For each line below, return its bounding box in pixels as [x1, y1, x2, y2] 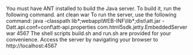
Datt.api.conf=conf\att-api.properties [6, 23, 96, 30]
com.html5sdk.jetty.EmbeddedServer [96, 23, 188, 30]
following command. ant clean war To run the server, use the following [6, 11, 177, 18]
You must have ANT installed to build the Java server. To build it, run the [6, 5, 181, 12]
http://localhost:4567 [6, 42, 57, 49]
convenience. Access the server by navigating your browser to [6, 36, 158, 43]
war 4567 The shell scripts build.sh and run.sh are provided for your [6, 30, 171, 37]
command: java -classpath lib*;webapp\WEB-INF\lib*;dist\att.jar [6, 18, 161, 24]
